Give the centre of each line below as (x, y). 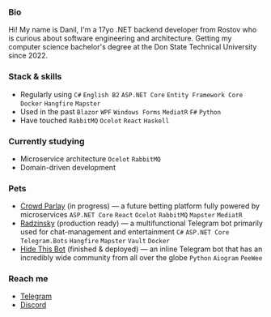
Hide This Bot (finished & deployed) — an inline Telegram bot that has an (141, 249)
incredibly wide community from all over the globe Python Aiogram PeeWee (141, 258)
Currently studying (47, 141)
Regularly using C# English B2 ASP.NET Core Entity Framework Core (131, 94)
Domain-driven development (68, 167)
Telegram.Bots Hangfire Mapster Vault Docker (95, 242)
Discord (33, 305)
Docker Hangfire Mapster (60, 104)
